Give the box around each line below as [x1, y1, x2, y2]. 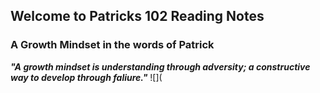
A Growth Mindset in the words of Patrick [10, 38, 215, 52]
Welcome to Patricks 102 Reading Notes [10, 8, 265, 25]
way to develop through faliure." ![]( [10, 71, 163, 83]
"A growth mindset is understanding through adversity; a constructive [10, 60, 311, 73]
